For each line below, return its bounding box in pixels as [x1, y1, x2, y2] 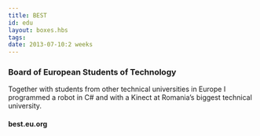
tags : [8, 33, 26, 42]
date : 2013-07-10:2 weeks [8, 41, 93, 49]
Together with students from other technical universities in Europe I [8, 84, 226, 94]
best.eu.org [8, 119, 48, 129]
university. [8, 101, 42, 111]
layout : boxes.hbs [8, 26, 68, 34]
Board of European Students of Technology [8, 67, 177, 78]
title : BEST [8, 11, 47, 20]
